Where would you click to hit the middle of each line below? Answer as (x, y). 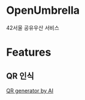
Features (29, 52)
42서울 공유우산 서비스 (33, 28)
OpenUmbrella (43, 10)
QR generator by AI (30, 90)
